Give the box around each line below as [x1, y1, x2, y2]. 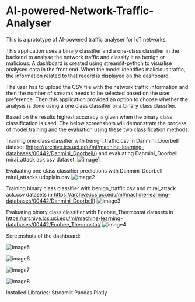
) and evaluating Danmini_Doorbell [95, 149, 178, 156]
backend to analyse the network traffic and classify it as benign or [6, 53, 165, 60]
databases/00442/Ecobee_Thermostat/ [6, 221, 101, 228]
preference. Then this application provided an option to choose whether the [6, 95, 189, 103]
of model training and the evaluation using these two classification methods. [6, 126, 190, 133]
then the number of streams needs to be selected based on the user [6, 90, 170, 97]
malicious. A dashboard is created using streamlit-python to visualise [6, 60, 172, 67]
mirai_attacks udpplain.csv [6, 173, 70, 180]
